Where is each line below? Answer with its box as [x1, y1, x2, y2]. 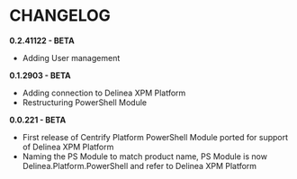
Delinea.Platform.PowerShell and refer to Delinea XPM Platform [22, 160, 257, 171]
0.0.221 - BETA [9, 114, 67, 125]
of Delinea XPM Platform [22, 141, 114, 152]
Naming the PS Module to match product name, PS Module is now [22, 150, 268, 162]
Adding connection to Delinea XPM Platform [22, 87, 186, 98]
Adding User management [22, 52, 121, 63]
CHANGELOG [9, 5, 111, 26]
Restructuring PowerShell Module [22, 96, 147, 108]
